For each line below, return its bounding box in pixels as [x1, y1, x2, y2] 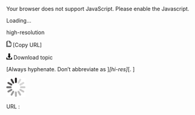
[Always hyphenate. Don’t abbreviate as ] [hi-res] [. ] [6, 66, 135, 72]
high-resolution [6, 29, 45, 36]
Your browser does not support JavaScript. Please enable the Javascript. [6, 5, 190, 12]
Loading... [6, 17, 32, 24]
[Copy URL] [12, 41, 43, 48]
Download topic [13, 54, 53, 61]
